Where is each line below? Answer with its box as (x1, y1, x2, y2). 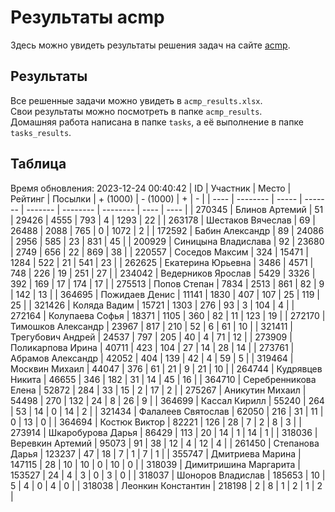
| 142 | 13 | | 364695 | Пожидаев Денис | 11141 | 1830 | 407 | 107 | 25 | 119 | (10, 288, 320, 300)
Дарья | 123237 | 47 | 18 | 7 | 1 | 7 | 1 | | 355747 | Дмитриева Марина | (10, 447, 302, 460)
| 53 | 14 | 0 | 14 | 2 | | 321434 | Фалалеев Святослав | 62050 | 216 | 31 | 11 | (10, 405, 324, 417)
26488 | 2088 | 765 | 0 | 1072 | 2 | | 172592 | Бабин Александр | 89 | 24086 (10, 224, 325, 236)
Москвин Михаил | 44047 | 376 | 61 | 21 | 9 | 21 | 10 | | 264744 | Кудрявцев (10, 362, 323, 375)
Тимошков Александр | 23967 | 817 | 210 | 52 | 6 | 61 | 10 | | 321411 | (10, 320, 293, 332)
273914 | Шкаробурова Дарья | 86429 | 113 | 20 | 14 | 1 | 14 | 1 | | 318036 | (10, 426, 318, 438)
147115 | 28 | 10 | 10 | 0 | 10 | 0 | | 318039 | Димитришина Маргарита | (10, 458, 301, 470)
